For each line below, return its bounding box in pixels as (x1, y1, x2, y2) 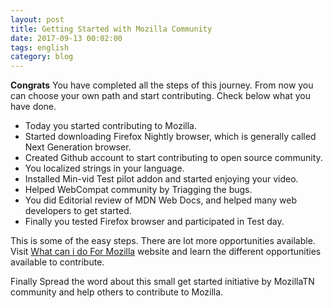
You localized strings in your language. (24, 162, 185, 175)
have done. (10, 101, 57, 113)
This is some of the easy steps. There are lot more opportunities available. (10, 235, 316, 247)
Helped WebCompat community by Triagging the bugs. (24, 184, 253, 196)
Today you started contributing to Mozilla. (24, 120, 197, 132)
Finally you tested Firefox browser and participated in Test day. (24, 216, 285, 228)
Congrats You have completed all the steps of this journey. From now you (10, 79, 314, 91)
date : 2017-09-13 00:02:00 (10, 33, 123, 43)
